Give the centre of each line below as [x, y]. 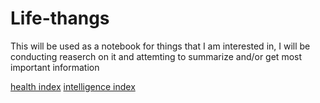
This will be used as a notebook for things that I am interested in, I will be [160, 46]
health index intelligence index [73, 86]
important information [55, 67]
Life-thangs [60, 18]
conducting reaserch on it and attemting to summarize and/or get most [156, 56]
